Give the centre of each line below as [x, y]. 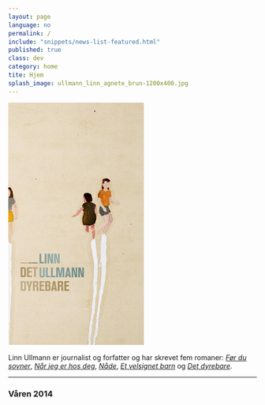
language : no [30, 25]
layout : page [30, 17]
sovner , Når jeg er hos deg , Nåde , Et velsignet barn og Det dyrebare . [120, 366]
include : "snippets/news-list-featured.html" [84, 42]
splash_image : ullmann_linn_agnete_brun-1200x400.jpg [99, 83]
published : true [35, 50]
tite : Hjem [26, 75]
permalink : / [30, 33]
